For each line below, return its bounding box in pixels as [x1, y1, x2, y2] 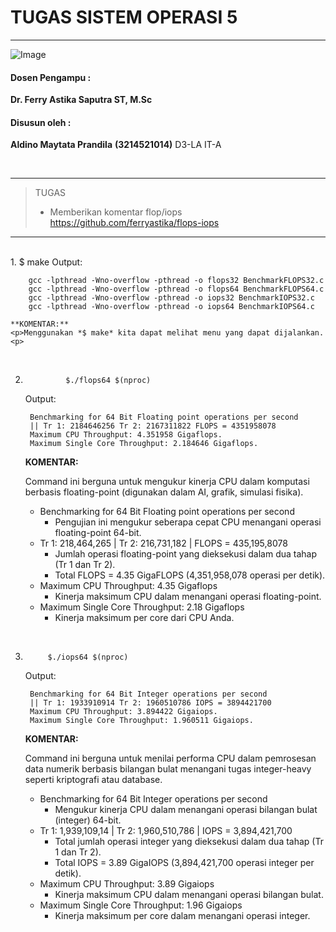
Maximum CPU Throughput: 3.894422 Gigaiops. [29, 707, 218, 717]
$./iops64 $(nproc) [47, 652, 129, 663]
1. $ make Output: [10, 256, 83, 268]
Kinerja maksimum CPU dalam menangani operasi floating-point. [54, 591, 322, 603]
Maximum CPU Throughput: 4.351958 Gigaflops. [29, 430, 223, 440]
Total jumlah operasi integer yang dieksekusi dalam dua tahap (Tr [54, 836, 324, 848]
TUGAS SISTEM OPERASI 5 [10, 6, 238, 29]
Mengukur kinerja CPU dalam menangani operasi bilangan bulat [54, 804, 318, 816]
